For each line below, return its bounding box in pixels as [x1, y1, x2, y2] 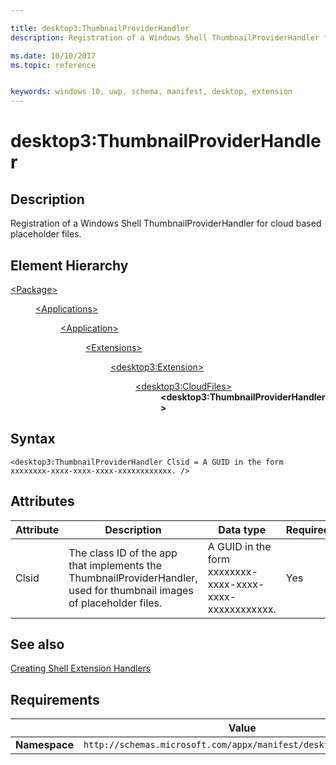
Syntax [10, 431, 56, 448]
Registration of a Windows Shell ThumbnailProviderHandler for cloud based [10, 217, 322, 230]
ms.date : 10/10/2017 [10, 51, 97, 61]
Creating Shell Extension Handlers [10, 662, 152, 675]
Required [285, 522, 330, 536]
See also [10, 636, 65, 653]
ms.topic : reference [10, 60, 97, 70]
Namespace [15, 738, 75, 752]
